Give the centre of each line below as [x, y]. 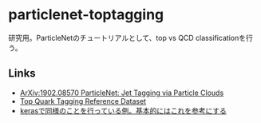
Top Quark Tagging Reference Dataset [83, 101]
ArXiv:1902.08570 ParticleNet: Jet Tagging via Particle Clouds [122, 93]
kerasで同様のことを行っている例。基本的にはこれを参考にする [123, 110]
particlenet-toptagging [86, 15]
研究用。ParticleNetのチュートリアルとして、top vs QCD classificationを [127, 38]
